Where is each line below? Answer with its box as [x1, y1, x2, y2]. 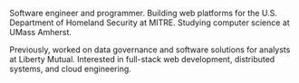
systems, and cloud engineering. [9, 63, 131, 74]
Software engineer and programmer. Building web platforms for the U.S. [9, 8, 278, 18]
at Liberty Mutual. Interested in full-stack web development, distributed [9, 54, 275, 64]
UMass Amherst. [9, 27, 72, 37]
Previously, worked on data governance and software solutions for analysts [9, 44, 291, 55]
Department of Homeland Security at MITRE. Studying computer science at [9, 17, 290, 28]
